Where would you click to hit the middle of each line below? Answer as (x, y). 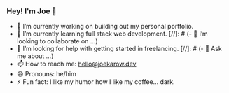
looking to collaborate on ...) (57, 41)
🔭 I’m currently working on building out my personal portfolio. (105, 27)
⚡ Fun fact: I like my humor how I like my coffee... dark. (96, 82)
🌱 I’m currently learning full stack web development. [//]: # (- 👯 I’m (112, 34)
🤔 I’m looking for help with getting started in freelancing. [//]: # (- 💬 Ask (119, 49)
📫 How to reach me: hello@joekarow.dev (76, 64)
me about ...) (35, 56)
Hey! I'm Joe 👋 (32, 11)
